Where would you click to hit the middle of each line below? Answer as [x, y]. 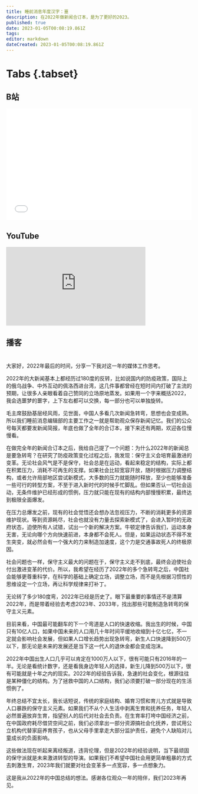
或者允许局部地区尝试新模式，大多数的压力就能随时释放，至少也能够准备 [104, 477]
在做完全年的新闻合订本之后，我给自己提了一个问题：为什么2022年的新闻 [95, 448]
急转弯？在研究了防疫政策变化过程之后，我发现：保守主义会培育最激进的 [104, 456]
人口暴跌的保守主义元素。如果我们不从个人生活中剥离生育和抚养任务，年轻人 [99, 708]
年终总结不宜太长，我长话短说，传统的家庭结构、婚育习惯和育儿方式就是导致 [99, 701]
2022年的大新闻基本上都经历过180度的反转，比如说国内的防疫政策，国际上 [97, 379]
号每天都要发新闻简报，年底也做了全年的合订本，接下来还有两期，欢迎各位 [96, 428]
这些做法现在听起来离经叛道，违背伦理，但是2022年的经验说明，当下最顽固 [98, 751]
